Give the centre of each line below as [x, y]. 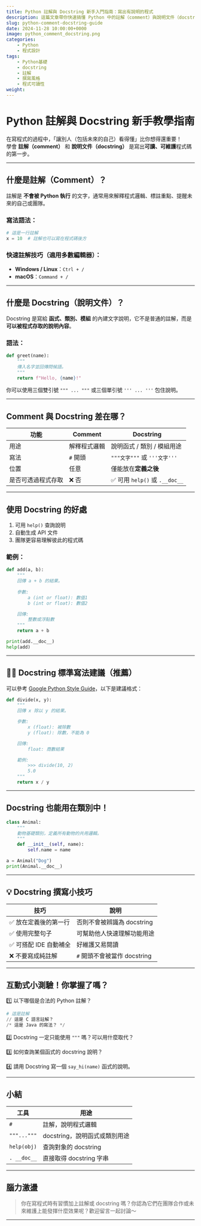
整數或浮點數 [41, 620]
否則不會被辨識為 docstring [115, 922]
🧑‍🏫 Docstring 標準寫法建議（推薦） [71, 673]
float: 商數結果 [46, 749]
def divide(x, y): [29, 700]
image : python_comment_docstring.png [53, 34]
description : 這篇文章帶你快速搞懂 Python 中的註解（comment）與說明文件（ [93, 17]
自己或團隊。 [32, 203]
